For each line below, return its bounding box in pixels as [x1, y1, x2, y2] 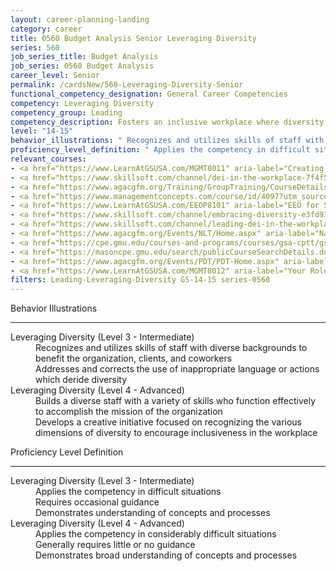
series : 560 [10, 42, 60, 53]
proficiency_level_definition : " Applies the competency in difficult [10, 145, 311, 155]
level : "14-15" [10, 126, 74, 136]
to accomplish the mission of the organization [35, 406, 223, 418]
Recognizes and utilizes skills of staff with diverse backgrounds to [35, 342, 308, 354]
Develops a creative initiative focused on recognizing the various [35, 416, 302, 428]
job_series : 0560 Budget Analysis [10, 61, 155, 71]
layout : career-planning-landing [10, 14, 150, 25]
